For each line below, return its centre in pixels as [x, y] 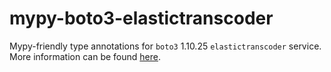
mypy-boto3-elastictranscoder [141, 18]
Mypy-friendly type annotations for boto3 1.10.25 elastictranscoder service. [165, 46]
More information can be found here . [85, 56]
